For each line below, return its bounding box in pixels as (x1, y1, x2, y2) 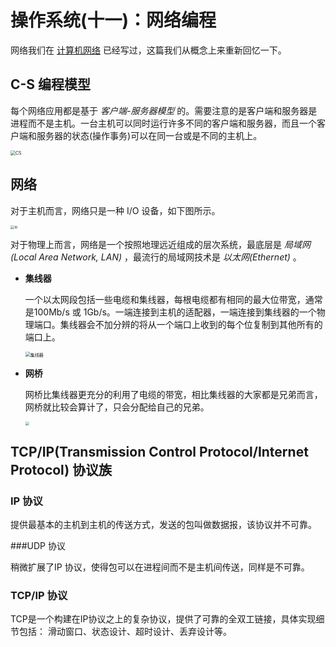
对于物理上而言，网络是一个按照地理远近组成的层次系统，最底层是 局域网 (10, 238, 311, 250)
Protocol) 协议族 (10, 461, 113, 478)
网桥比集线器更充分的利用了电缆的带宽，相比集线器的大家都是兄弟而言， (24, 388, 323, 400)
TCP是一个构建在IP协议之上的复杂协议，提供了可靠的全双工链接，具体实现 (10, 613, 317, 625)
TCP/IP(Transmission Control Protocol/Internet (10, 443, 309, 460)
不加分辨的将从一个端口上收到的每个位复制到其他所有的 (94, 318, 323, 330)
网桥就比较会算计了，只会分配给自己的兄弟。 (24, 401, 210, 413)
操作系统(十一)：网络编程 (10, 9, 217, 32)
